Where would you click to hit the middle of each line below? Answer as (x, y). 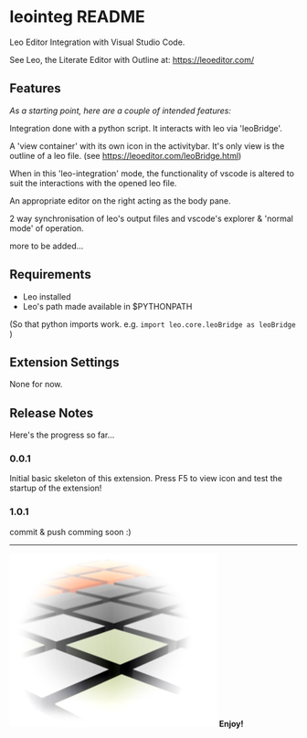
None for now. (36, 385)
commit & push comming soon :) (70, 532)
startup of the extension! (56, 488)
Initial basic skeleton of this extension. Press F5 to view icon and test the (146, 479)
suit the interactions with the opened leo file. (93, 183)
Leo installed (47, 296)
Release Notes (52, 413)
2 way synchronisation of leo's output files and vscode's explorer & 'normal (152, 218)
